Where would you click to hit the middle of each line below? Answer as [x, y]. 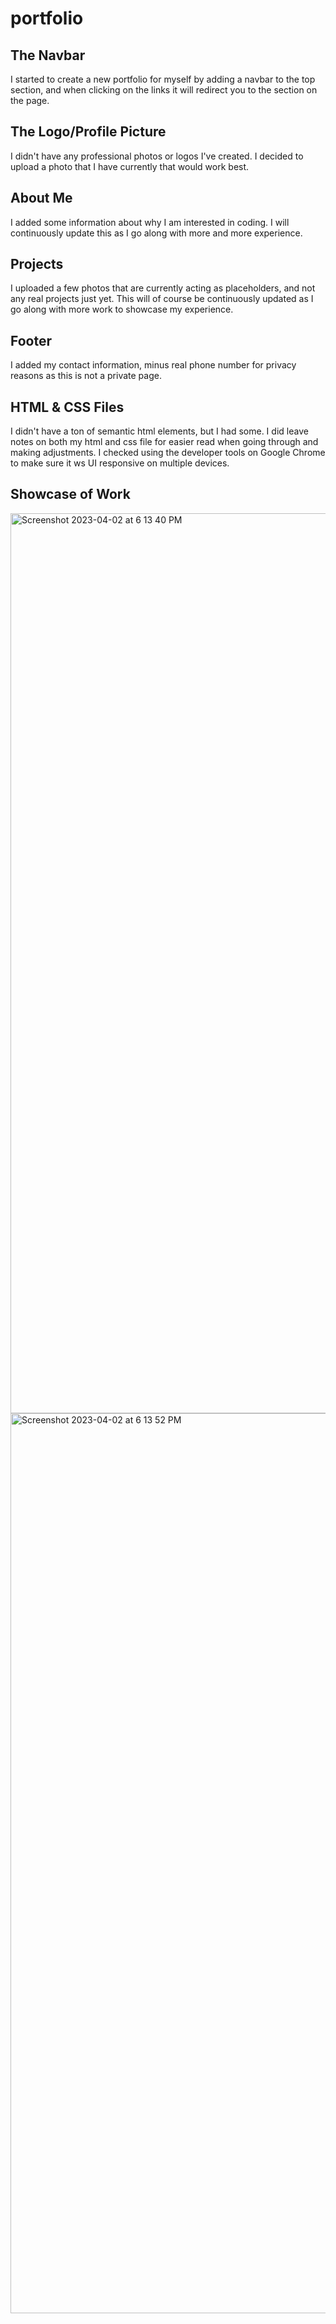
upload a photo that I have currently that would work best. [130, 166]
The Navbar [48, 55]
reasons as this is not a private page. [86, 376]
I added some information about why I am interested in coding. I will [150, 222]
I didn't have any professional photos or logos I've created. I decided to [157, 156]
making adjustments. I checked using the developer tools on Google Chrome [168, 453]
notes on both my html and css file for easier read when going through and [164, 442]
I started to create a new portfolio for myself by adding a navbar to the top [163, 79]
